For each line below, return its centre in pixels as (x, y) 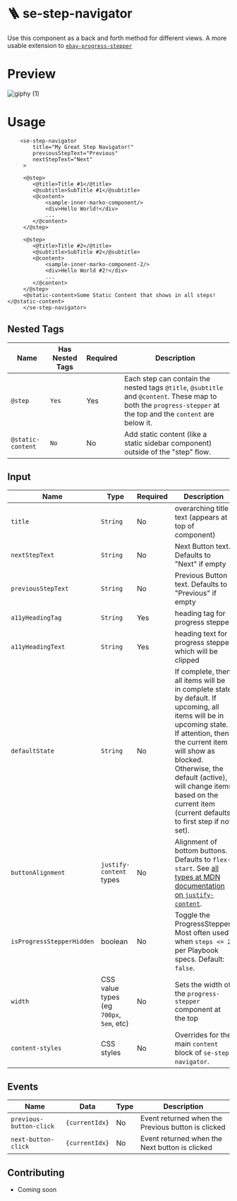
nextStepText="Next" (63, 159)
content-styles (36, 1048)
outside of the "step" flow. (168, 452)
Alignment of (196, 842)
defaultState (33, 751)
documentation (200, 886)
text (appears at (201, 517)
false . (185, 968)
